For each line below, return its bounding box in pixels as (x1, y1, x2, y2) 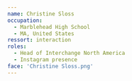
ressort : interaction (7, 37, 72, 44)
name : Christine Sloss (7, 10, 75, 18)
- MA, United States (13, 30, 75, 37)
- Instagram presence (13, 56, 78, 63)
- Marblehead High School (13, 23, 91, 30)
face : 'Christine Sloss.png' (7, 63, 94, 70)
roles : (7, 43, 27, 50)
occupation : (7, 17, 43, 24)
